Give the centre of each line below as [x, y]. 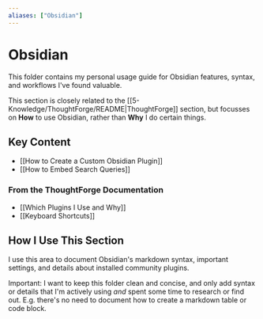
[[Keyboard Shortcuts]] [57, 215]
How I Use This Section [66, 241]
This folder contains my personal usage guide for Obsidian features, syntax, [131, 77]
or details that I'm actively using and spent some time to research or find [126, 292]
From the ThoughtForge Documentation [86, 190]
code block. [28, 309]
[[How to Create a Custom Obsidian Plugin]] [91, 161]
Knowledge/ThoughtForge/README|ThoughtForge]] [93, 108]
